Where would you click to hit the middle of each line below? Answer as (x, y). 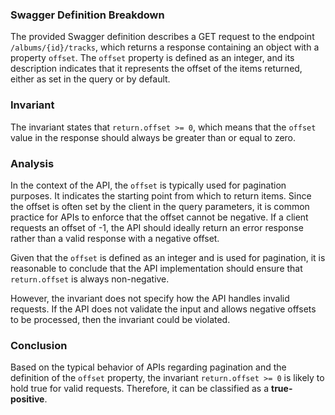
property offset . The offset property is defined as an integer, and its (152, 58)
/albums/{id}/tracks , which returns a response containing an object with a (165, 47)
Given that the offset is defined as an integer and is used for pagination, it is (168, 257)
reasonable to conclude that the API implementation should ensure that (156, 268)
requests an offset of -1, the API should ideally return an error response (157, 227)
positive (27, 399)
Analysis (32, 163)
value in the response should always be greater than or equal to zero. (153, 137)
